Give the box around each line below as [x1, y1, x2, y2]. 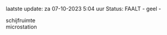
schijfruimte [5, 17, 36, 24]
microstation [5, 24, 37, 30]
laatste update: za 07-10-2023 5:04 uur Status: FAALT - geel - [5, 5, 162, 12]
